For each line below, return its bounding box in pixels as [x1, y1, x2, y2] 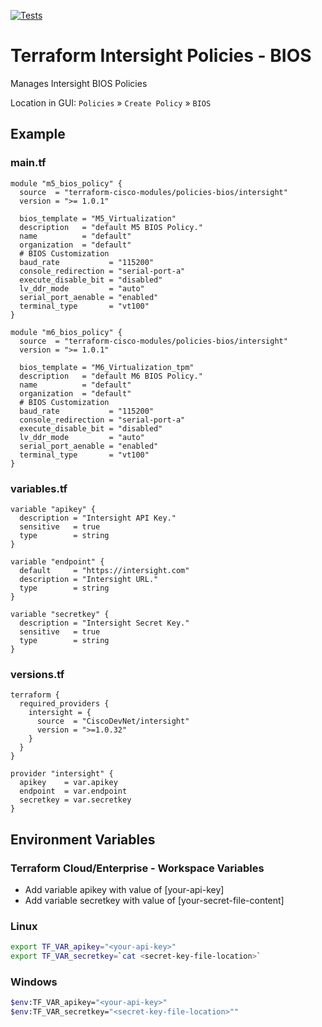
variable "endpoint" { [10, 556, 105, 567]
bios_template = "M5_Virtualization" [19, 213, 177, 224]
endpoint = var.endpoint [19, 786, 128, 797]
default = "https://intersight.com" [19, 565, 190, 575]
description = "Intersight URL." [19, 574, 159, 584]
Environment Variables [10, 831, 156, 848]
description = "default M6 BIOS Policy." [19, 371, 203, 381]
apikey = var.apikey [19, 778, 118, 788]
